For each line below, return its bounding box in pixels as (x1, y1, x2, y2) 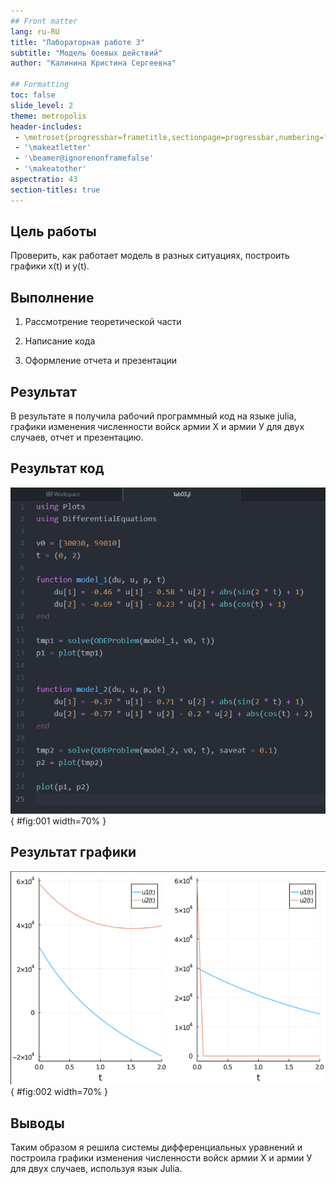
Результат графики (10, 844, 137, 861)
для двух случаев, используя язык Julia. (10, 1163, 183, 1175)
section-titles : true (10, 185, 101, 195)
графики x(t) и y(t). (10, 260, 90, 272)
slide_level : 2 (10, 100, 74, 110)
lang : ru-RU (10, 26, 60, 37)
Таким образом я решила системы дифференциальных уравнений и (10, 1141, 303, 1154)
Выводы (10, 1115, 65, 1132)
